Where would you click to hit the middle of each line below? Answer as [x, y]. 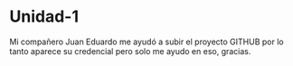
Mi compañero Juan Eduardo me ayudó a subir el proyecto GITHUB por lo [146, 42]
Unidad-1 [44, 17]
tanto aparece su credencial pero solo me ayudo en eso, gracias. [130, 51]
